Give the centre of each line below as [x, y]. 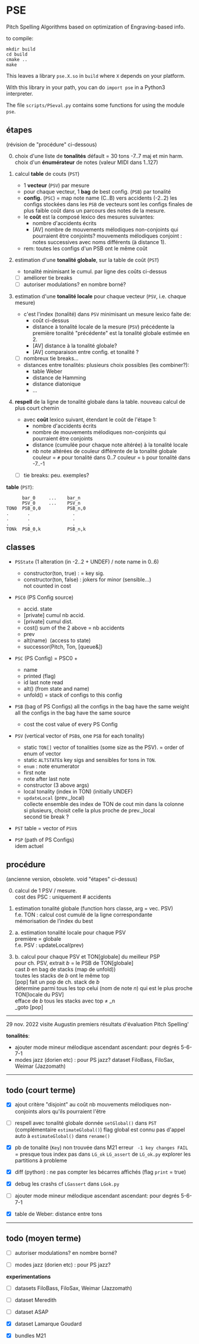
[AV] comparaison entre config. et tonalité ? [86, 352]
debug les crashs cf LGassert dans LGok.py [67, 1184]
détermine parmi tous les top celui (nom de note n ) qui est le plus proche [104, 988]
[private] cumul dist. [48, 621]
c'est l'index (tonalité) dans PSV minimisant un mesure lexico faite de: [107, 314]
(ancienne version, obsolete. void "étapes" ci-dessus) [72, 879]
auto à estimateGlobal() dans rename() [62, 1136]
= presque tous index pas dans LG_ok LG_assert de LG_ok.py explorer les [103, 1154]
